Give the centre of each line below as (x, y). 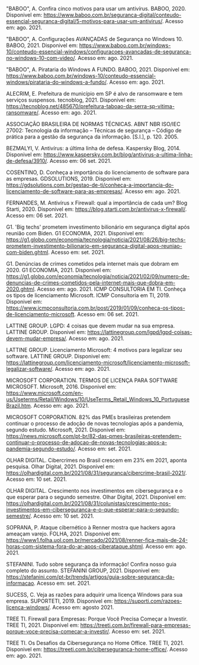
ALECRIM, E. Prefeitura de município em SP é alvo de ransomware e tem (94, 94)
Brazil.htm (18, 406)
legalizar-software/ (29, 369)
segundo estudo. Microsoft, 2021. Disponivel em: (66, 430)
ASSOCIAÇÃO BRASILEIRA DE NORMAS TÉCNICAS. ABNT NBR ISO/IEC (93, 124)
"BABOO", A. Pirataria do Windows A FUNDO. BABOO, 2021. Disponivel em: (98, 70)
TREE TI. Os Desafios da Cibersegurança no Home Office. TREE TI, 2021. (95, 643)
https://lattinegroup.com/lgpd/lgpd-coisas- (140, 332)
